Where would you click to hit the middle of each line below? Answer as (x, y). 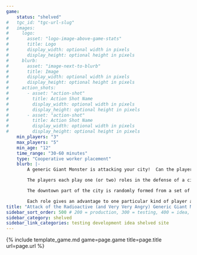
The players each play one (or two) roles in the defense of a (106, 180)
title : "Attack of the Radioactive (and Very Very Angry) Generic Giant (97, 207)
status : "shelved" (39, 17)
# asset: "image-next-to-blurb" (53, 66)
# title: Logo (31, 45)
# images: (21, 28)
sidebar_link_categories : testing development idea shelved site (87, 223)
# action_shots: (31, 88)
